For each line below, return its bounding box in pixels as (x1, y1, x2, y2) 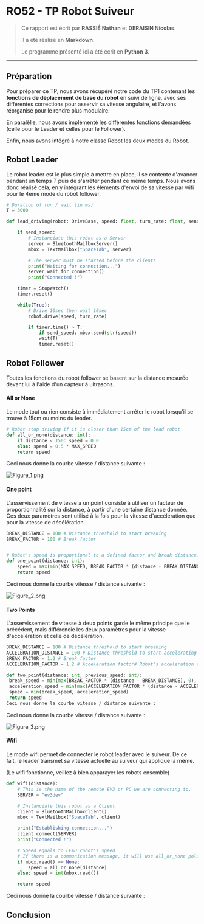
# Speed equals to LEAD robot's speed (17, 847, 115, 853)
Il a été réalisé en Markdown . (21, 36, 95, 43)
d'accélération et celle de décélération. (6, 633, 104, 640)
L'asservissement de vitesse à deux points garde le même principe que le (6, 619, 190, 627)
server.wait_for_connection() (28, 269, 104, 275)
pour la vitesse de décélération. (6, 518, 86, 526)
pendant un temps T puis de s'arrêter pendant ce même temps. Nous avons (6, 177, 196, 184)
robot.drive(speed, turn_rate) (28, 313, 107, 319)
